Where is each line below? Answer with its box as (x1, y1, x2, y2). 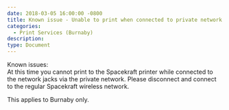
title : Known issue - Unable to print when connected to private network (7, 16, 223, 23)
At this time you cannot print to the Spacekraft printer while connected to (7, 68, 214, 76)
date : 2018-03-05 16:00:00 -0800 (7, 10, 103, 17)
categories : (7, 23, 41, 29)
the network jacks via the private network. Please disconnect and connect (7, 75, 217, 83)
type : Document (7, 42, 51, 49)
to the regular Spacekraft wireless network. (7, 83, 130, 90)
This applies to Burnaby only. (7, 96, 89, 103)
